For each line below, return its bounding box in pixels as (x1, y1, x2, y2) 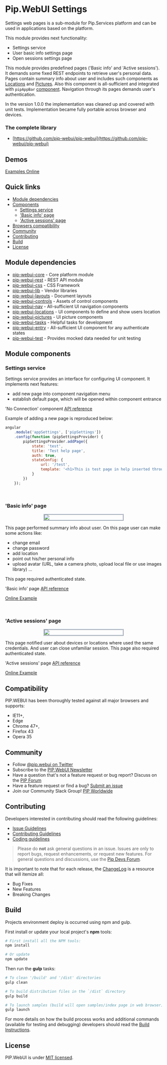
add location (12, 550, 38, 557)
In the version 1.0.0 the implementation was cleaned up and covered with (5, 101, 155, 107)
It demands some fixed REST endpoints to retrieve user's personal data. (5, 70, 153, 76)
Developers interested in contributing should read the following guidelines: (5, 816, 158, 822)
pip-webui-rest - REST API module (12, 277, 83, 283)
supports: (5, 703, 25, 709)
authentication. (5, 91, 36, 97)
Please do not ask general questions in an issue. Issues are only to (17, 846, 154, 852)
